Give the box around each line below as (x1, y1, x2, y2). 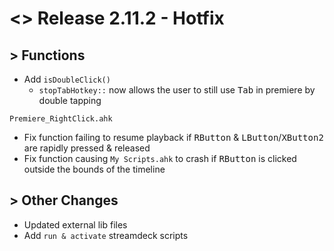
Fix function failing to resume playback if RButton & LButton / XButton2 (23, 132, 324, 143)
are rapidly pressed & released (23, 142, 151, 154)
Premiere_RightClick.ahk (9, 114, 113, 124)
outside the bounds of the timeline (23, 163, 166, 175)
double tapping (38, 95, 102, 106)
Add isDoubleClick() (23, 73, 111, 85)
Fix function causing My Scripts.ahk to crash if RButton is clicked (23, 153, 297, 164)
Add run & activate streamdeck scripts (23, 229, 189, 241)
